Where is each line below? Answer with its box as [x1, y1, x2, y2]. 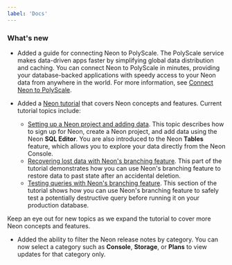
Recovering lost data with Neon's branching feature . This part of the [27, 157, 222, 165]
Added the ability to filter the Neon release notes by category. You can [17, 235, 219, 243]
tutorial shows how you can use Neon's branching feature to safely [27, 186, 220, 194]
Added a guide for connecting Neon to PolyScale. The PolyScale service [17, 49, 224, 57]
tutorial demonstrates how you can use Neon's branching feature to [27, 164, 222, 172]
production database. [27, 200, 89, 209]
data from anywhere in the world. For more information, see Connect [17, 78, 213, 87]
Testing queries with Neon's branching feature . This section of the [27, 178, 217, 187]
